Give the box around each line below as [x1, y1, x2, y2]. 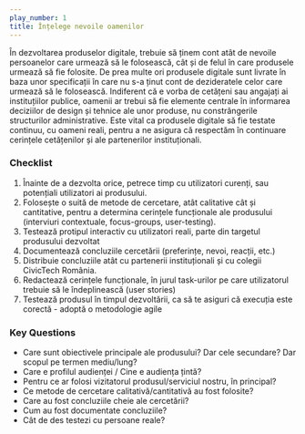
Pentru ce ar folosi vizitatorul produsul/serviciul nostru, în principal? [22, 376, 277, 387]
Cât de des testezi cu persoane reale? [22, 415, 166, 426]
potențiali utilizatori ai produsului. [22, 187, 147, 198]
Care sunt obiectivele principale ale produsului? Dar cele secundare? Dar [22, 347, 297, 358]
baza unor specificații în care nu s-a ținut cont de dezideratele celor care [9, 76, 283, 87]
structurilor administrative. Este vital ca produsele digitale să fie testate [9, 115, 276, 126]
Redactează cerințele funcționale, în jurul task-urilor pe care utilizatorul [22, 274, 290, 285]
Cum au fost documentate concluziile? [22, 405, 168, 416]
